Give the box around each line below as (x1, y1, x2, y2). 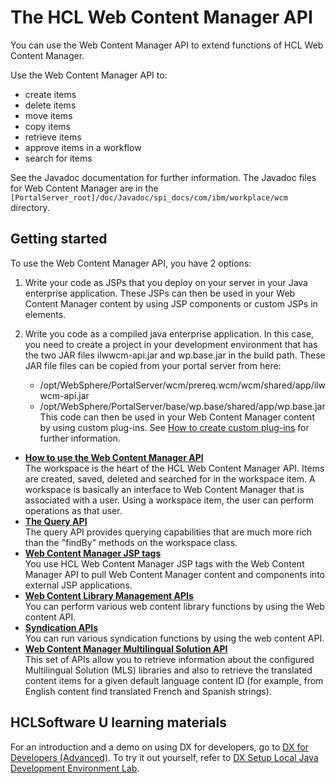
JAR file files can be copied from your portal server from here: (24, 359, 282, 371)
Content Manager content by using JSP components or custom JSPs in (24, 297, 318, 310)
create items (24, 88, 77, 100)
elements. (24, 308, 67, 320)
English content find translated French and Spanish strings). (24, 685, 272, 697)
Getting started (10, 231, 108, 248)
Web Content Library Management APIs (24, 589, 194, 601)
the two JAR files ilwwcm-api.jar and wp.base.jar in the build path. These (24, 349, 326, 361)
